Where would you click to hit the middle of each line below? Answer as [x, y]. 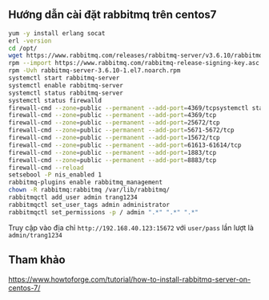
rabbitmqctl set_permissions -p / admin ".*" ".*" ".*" [103, 212]
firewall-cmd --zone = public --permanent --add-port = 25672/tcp [114, 123]
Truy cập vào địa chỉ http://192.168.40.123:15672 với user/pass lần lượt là [131, 227]
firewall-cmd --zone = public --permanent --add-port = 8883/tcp [112, 160]
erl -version [30, 41]
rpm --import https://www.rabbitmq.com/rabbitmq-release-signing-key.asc [134, 63]
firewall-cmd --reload [46, 168]
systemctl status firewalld [55, 100]
